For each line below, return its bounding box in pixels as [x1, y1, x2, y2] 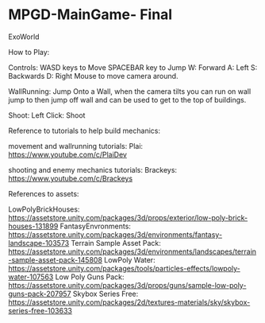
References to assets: [8, 189, 79, 198]
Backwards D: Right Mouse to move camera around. [8, 71, 179, 80]
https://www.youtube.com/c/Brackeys [8, 173, 133, 183]
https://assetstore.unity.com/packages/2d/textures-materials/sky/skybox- [8, 297, 251, 307]
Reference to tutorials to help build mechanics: [8, 126, 161, 135]
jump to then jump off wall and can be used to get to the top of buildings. [8, 95, 247, 104]
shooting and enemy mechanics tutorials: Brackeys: [8, 165, 177, 174]
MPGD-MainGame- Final [8, 6, 173, 24]
